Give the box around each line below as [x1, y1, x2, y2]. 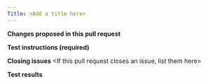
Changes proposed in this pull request [7, 29, 121, 38]
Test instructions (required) [7, 43, 90, 51]
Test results [7, 70, 43, 78]
